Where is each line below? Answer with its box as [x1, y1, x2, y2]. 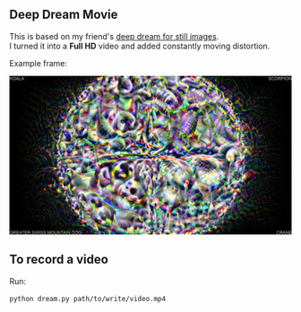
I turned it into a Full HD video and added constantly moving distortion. [9, 40, 271, 51]
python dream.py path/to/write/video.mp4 [9, 294, 167, 303]
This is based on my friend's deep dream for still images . [9, 30, 219, 41]
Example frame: [9, 57, 68, 68]
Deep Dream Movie [9, 7, 118, 22]
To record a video [9, 252, 109, 267]
